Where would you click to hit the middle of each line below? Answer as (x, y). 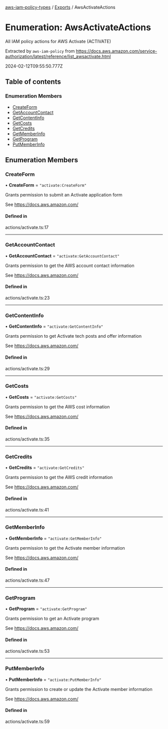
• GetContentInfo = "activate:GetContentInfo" (54, 326)
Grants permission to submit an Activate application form (64, 195)
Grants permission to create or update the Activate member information (79, 689)
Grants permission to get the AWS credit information (59, 477)
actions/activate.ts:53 (27, 651)
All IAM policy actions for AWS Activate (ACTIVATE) (58, 41)
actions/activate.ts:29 (27, 368)
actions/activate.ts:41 (27, 510)
